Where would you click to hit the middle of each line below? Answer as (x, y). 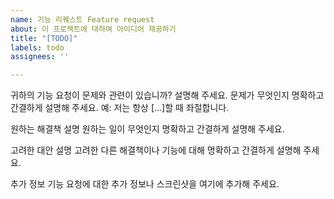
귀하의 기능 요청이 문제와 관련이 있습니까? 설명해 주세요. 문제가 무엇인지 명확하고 (167, 95)
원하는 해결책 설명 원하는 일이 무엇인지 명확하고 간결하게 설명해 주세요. (147, 129)
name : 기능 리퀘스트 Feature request (82, 19)
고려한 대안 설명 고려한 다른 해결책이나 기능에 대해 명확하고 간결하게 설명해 (156, 150)
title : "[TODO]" (44, 38)
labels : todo (37, 47)
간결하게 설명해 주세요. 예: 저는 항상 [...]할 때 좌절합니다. (120, 108)
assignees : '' (40, 57)
